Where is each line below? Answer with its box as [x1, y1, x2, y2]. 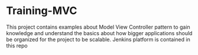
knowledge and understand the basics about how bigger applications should [6, 29, 193, 36]
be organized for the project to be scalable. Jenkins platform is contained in [6, 36, 190, 43]
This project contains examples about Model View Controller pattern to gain [6, 23, 190, 30]
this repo [6, 42, 28, 49]
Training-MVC [6, 4, 77, 18]
